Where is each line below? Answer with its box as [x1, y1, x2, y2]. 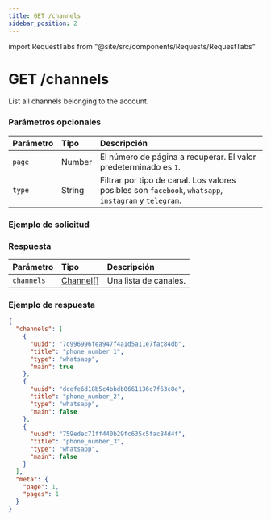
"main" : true [29, 363, 74, 371]
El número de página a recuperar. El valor [99, 151, 256, 162]
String [60, 184, 85, 195]
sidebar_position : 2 [8, 19, 78, 27]
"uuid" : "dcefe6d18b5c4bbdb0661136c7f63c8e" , [29, 385, 186, 393]
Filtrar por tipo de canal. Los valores [99, 174, 236, 186]
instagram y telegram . [99, 195, 181, 206]
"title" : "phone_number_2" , [29, 393, 125, 401]
